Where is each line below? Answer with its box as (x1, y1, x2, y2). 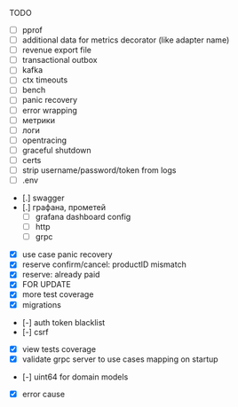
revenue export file (21, 44, 91, 56)
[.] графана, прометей (21, 202, 107, 212)
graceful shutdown (21, 145, 91, 155)
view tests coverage (21, 343, 96, 354)
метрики (21, 114, 56, 125)
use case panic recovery (21, 249, 113, 260)
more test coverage (21, 289, 94, 300)
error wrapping (21, 105, 78, 115)
